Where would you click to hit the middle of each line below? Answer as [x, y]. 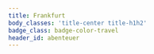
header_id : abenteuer [44, 38]
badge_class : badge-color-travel [64, 30]
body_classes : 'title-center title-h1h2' [78, 23]
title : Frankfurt [37, 15]
